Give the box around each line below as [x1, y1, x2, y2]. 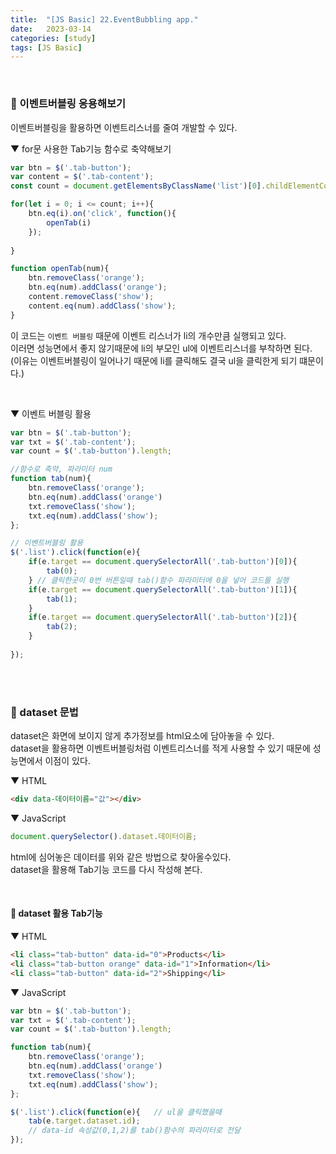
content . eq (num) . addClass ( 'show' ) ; [28, 301, 177, 311]
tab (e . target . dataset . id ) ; [28, 1116, 141, 1126]
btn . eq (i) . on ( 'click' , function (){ [28, 209, 177, 219]
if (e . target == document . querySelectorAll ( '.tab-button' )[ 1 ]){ [28, 584, 298, 595]
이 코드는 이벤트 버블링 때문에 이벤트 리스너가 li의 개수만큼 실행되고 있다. [10, 329, 287, 341]
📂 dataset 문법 [10, 705, 79, 719]
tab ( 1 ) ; [46, 594, 78, 604]
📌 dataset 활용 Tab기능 [10, 907, 103, 920]
